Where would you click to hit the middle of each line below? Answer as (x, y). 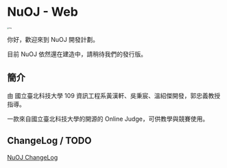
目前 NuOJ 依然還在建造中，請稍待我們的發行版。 (77, 54)
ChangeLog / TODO (49, 141)
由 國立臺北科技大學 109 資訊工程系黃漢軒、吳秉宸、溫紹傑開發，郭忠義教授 (114, 95)
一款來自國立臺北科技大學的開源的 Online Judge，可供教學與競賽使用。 (108, 119)
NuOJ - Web (43, 12)
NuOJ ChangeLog (33, 157)
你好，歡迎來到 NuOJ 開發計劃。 (53, 39)
